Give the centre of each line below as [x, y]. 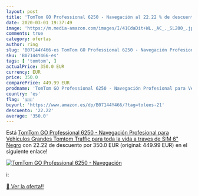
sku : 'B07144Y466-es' [33, 55]
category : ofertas [29, 39]
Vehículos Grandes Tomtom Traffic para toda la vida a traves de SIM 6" [92, 139]
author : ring [22, 45]
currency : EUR [24, 72]
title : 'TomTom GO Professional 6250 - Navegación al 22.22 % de [88, 17]
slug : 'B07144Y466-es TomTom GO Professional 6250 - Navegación [87, 50]
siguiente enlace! [27, 152]
